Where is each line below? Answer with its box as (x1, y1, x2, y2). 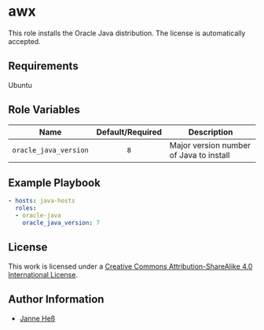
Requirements (8, 60, 79, 73)
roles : (15, 204, 37, 212)
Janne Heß (19, 313, 56, 323)
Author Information (8, 293, 104, 306)
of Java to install (169, 149, 230, 160)
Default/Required (96, 126, 163, 137)
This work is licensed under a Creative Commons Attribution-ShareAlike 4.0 (8, 262, 253, 271)
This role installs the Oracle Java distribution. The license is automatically (8, 28, 246, 38)
